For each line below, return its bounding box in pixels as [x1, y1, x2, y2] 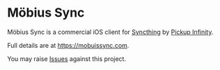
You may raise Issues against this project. [7, 54, 127, 63]
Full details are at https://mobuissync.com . [7, 41, 129, 49]
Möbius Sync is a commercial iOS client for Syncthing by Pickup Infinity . [7, 28, 214, 36]
